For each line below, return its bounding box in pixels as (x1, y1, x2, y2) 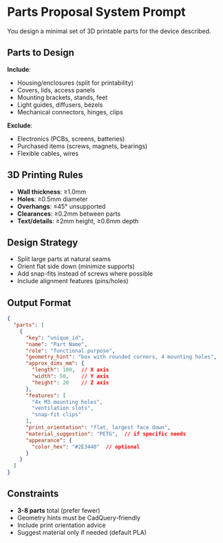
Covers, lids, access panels (17, 85, 95, 94)
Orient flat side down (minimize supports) (17, 263, 136, 271)
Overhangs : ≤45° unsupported (17, 202, 106, 210)
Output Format (7, 297, 72, 309)
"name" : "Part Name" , (25, 340, 88, 348)
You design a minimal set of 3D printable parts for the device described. (7, 27, 211, 35)
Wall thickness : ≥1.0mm (17, 187, 87, 196)
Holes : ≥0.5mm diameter (17, 194, 88, 203)
